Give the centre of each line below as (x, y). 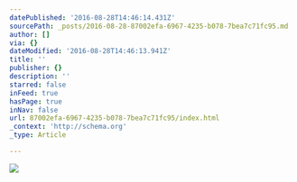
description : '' (40, 77)
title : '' (28, 59)
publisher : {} (36, 68)
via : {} (24, 43)
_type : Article (38, 135)
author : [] (30, 34)
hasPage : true (36, 101)
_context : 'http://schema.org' (68, 127)
